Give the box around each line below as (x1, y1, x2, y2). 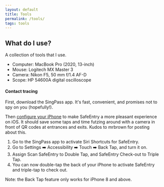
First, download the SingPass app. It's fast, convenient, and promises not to (5, 99, 158, 105)
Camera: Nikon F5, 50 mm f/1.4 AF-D (12, 72, 87, 78)
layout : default (5, 7, 38, 12)
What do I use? (5, 39, 51, 47)
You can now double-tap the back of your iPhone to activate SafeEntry (12, 162, 155, 168)
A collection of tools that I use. (5, 52, 67, 58)
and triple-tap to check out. (12, 167, 68, 173)
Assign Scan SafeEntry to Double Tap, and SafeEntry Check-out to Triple (12, 151, 159, 157)
